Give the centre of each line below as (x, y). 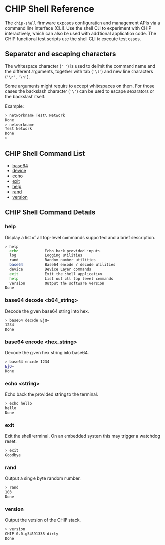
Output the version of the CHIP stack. (43, 520)
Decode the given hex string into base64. (47, 353)
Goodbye (13, 455)
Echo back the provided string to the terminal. (52, 394)
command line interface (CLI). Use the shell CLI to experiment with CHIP (78, 28)
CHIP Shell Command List (45, 153)
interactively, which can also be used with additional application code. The (81, 33)
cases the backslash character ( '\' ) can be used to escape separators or (80, 91)
